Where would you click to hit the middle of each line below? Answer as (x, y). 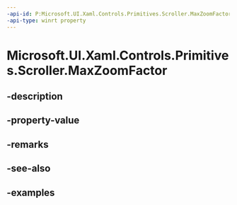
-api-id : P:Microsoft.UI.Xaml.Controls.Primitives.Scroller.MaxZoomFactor (119, 14)
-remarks (28, 145)
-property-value (43, 121)
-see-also (29, 169)
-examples (31, 193)
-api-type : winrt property (46, 20)
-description (35, 96)
